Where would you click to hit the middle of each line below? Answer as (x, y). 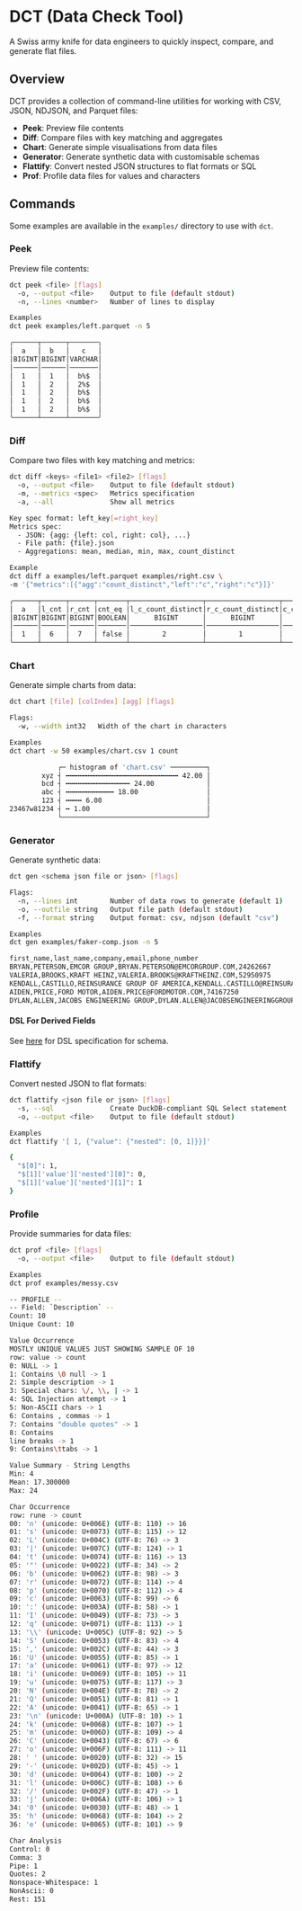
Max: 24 (24, 1490)
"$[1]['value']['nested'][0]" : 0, (82, 1174)
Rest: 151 (28, 1899)
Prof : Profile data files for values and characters (111, 175)
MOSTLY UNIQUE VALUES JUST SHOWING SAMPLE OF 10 (102, 1349)
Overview (37, 80)
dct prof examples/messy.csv (64, 1283)
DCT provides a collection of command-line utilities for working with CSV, (145, 101)
